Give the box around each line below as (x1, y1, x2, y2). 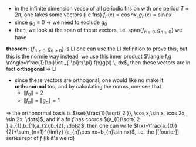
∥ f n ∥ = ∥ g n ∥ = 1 (23, 97, 60, 105)
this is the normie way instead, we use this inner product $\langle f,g (6, 53, 172, 60)
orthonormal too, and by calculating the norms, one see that (14, 83, 161, 90)
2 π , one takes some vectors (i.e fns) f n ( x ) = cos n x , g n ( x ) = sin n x (14, 11, 172, 19)
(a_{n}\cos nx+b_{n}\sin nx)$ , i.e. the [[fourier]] (65, 128, 180, 135)
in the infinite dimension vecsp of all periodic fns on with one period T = (14, 5, 189, 12)
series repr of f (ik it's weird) (6, 134, 75, 141)
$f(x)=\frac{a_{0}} (133, 122, 178, 129)
